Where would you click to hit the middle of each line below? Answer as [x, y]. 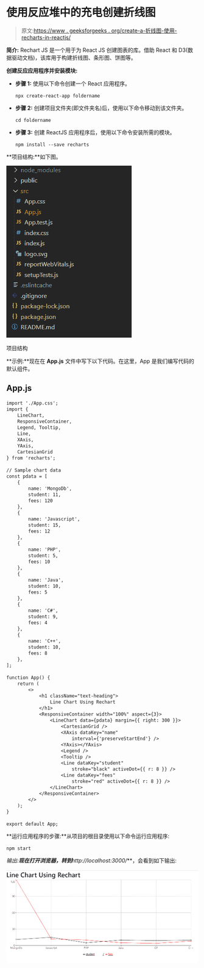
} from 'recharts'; [31, 458]
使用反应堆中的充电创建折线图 [81, 13]
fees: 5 [38, 592]
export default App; [33, 824]
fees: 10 [39, 562]
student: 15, [45, 525]
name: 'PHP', [45, 550]
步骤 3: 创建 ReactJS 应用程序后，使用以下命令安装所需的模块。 [95, 132]
